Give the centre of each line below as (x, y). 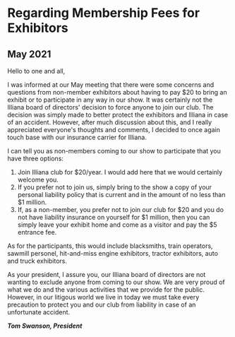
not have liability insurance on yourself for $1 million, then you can (114, 217)
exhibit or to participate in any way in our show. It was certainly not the (110, 100)
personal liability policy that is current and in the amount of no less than (121, 195)
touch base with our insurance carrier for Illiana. (77, 137)
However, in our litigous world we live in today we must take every (103, 297)
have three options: (35, 158)
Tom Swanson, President (45, 326)
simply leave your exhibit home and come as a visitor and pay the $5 (117, 225)
